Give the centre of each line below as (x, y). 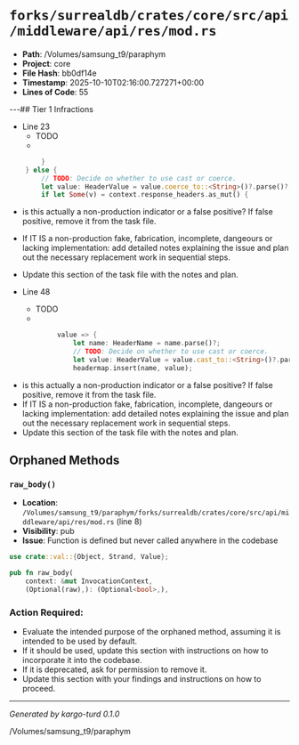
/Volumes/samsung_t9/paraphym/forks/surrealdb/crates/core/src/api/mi (156, 513)
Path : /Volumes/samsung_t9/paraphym (94, 54)
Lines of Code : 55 (55, 92)
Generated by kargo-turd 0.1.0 (65, 714)
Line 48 (36, 292)
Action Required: (46, 612)
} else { (41, 170)
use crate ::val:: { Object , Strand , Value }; (89, 557)
